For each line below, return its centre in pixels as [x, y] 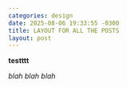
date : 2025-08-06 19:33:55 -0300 [64, 23]
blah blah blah [32, 76]
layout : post [30, 38]
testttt [19, 61]
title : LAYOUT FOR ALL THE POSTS [64, 30]
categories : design [41, 16]
